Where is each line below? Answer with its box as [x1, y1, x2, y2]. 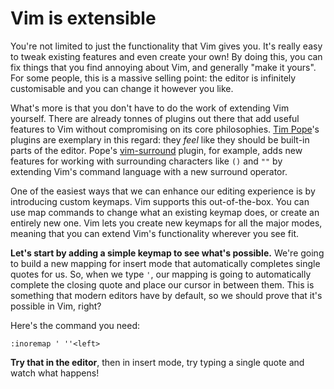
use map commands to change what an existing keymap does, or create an [10, 206, 320, 218]
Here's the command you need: [10, 319, 141, 331]
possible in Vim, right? [10, 300, 102, 312]
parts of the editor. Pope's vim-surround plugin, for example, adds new [10, 144, 303, 156]
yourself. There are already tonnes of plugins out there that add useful [10, 112, 300, 124]
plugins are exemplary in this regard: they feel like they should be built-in [10, 133, 310, 146]
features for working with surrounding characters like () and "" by [10, 155, 283, 167]
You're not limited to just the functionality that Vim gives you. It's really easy [10, 40, 323, 52]
